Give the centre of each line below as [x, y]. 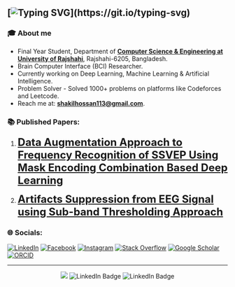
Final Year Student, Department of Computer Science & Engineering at [120, 51]
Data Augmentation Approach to [100, 142]
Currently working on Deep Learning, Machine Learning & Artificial [113, 73]
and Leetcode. [38, 96]
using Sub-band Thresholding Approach [120, 211]
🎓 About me [29, 34]
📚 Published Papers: [44, 122]
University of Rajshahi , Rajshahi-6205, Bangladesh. [92, 58]
